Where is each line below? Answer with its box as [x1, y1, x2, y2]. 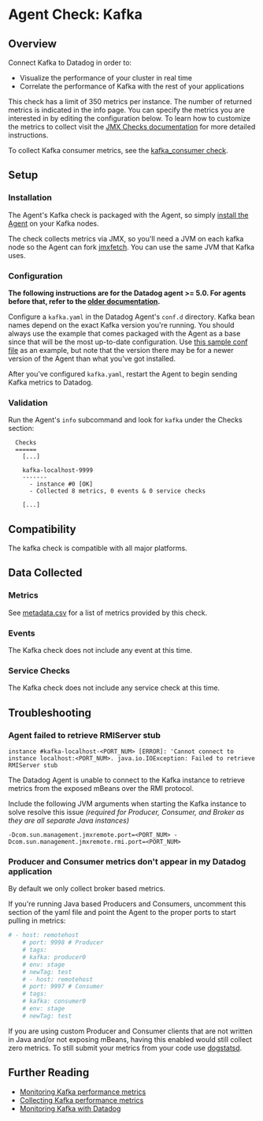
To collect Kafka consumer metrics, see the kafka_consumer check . [8, 146, 228, 155]
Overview [8, 37, 57, 51]
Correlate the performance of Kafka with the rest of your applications [19, 81, 245, 91]
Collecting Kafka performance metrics [19, 1095, 144, 1104]
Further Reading [8, 1066, 90, 1079]
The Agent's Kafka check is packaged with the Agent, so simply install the [8, 210, 250, 219]
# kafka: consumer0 [22, 997, 87, 1006]
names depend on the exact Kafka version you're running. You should [8, 320, 235, 329]
